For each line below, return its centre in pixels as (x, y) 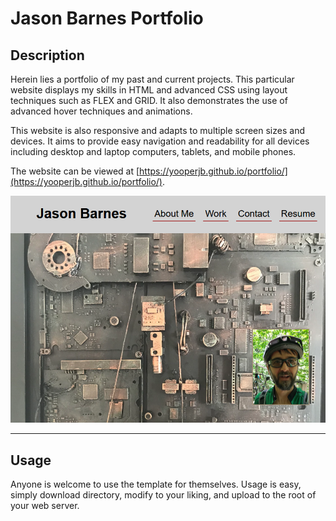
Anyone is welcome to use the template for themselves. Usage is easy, (156, 484)
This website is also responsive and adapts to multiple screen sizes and (157, 130)
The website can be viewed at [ (75, 171)
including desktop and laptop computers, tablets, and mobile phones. (153, 151)
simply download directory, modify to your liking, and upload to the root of (163, 495)
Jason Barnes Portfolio (107, 18)
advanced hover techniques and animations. (101, 111)
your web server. (45, 506)
